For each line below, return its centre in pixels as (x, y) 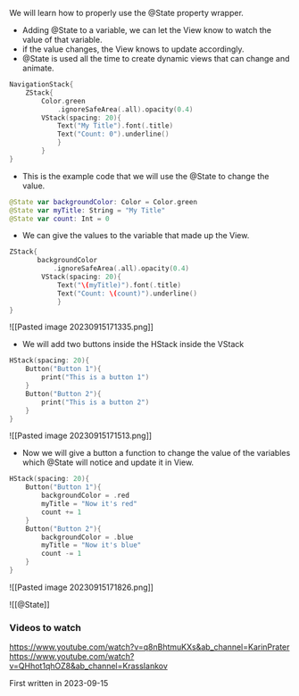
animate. (38, 68)
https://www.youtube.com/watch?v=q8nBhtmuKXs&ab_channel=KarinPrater (149, 647)
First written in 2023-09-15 (59, 684)
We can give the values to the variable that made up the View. (136, 236)
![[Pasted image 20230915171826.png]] (82, 587)
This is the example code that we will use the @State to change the (145, 176)
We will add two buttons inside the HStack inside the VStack (133, 344)
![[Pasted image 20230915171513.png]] (81, 435)
